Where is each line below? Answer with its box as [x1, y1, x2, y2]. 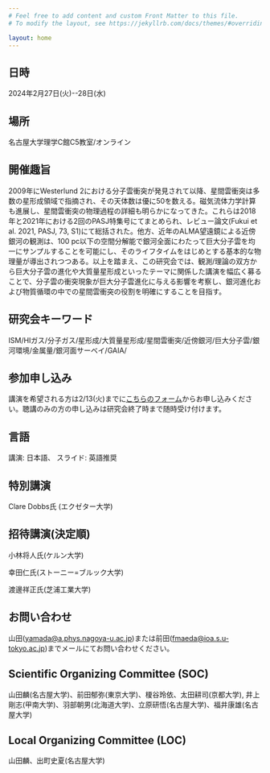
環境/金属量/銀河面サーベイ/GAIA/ [14, 345, 127, 355]
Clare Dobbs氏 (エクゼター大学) [8, 502, 113, 511]
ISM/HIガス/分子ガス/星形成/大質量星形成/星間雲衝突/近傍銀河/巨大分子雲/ [8, 335, 253, 345]
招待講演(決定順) [8, 527, 91, 541]
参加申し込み [8, 371, 72, 385]
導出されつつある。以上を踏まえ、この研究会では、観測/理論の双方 [29, 256, 251, 266]
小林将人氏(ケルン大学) [8, 550, 84, 560]
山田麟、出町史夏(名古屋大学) [8, 756, 106, 766]
